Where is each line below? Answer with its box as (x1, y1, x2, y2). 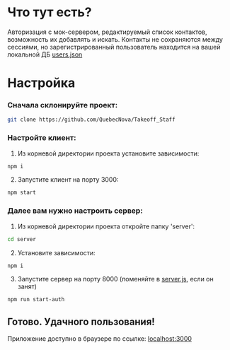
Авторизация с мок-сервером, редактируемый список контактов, (7, 28, 207, 36)
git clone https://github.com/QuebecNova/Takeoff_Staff (7, 116, 176, 124)
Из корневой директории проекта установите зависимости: (17, 149, 200, 158)
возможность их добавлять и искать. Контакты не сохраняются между (7, 35, 223, 43)
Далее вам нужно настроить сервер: (7, 206, 143, 216)
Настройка (7, 75, 76, 91)
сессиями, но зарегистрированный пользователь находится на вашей (7, 42, 221, 51)
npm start (7, 189, 37, 197)
